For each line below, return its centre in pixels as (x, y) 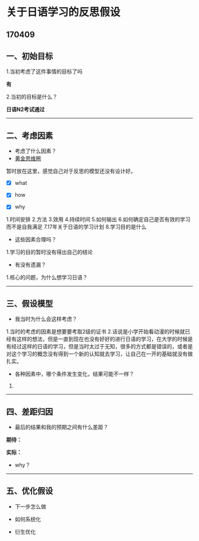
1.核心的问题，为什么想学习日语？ (47, 278)
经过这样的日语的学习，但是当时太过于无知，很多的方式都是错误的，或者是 (102, 347)
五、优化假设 (30, 491)
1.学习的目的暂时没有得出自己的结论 (49, 252)
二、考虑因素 (30, 135)
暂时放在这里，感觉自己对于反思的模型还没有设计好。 (71, 171)
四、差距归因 (30, 412)
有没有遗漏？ (30, 265)
